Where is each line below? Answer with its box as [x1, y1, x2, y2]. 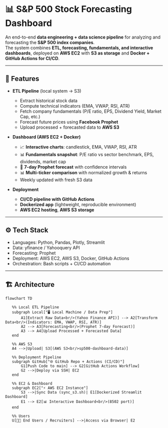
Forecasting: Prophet [12, 250, 56, 256]
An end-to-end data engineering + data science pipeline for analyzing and [5, 34, 161, 40]
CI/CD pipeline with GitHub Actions [19, 196, 94, 202]
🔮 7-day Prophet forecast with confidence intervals [19, 164, 127, 170]
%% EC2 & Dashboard [11, 381, 52, 386]
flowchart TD [5, 296, 32, 301]
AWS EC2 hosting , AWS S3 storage [19, 207, 94, 213]
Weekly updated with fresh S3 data [19, 177, 92, 183]
